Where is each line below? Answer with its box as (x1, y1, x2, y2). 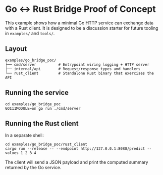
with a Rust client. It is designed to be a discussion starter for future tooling (5, 25, 159, 31)
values (5, 151, 19, 156)
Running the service (5, 88, 69, 97)
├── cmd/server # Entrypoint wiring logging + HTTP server (5, 62, 150, 67)
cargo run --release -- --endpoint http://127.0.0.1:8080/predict (5, 146, 145, 151)
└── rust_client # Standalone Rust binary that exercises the (5, 71, 154, 76)
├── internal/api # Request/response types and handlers (5, 66, 141, 71)
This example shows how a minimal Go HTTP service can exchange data (5, 20, 154, 26)
